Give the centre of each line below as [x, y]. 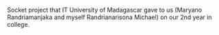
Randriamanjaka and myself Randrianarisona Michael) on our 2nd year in [109, 17]
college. [18, 24]
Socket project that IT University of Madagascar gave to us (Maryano [105, 10]
